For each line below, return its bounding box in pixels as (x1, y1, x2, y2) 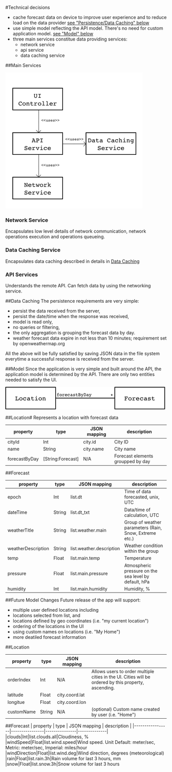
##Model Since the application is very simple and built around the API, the (5, 366, 162, 372)
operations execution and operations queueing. (5, 234, 105, 240)
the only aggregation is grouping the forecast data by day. (12, 329, 136, 336)
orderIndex (7, 676, 31, 683)
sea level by (124, 573, 149, 579)
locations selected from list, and (12, 612, 81, 619)
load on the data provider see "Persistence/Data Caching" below (12, 20, 149, 26)
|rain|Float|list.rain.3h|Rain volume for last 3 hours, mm (5, 756, 121, 762)
